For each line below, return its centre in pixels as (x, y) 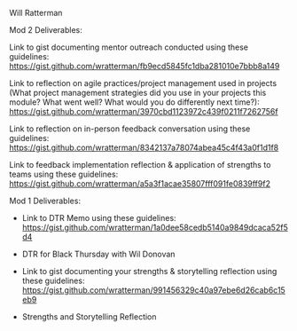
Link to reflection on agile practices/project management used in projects (143, 83)
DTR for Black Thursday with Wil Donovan (98, 254)
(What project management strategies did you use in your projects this (138, 93)
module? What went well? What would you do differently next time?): (134, 102)
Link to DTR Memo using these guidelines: (99, 218)
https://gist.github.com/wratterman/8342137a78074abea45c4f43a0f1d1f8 (144, 147)
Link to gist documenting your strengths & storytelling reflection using (149, 271)
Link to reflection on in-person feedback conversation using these (130, 129)
